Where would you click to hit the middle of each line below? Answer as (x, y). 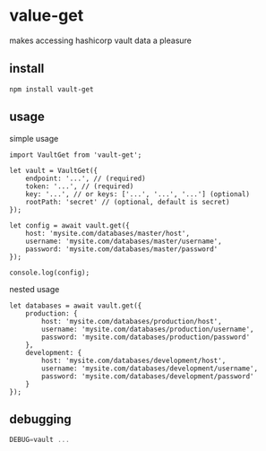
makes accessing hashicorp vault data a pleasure (101, 40)
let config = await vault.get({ (69, 225)
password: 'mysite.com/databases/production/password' (146, 337)
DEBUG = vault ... (39, 440)
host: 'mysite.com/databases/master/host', (108, 233)
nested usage (34, 289)
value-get (47, 16)
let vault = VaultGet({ (54, 170)
